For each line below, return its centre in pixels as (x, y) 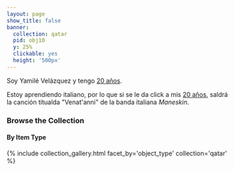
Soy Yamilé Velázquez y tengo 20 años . (64, 81)
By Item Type (27, 138)
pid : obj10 (29, 41)
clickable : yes (35, 54)
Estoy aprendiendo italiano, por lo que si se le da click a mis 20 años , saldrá (117, 94)
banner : (18, 27)
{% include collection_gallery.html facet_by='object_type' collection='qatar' (117, 153)
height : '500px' (37, 61)
